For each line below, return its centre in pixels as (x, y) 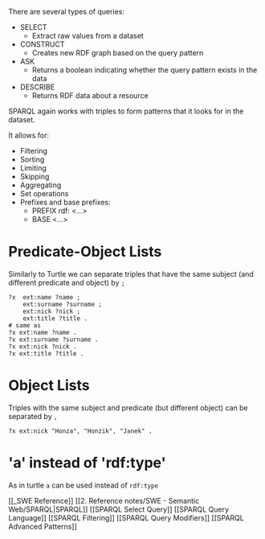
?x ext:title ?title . (46, 353)
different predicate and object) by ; (67, 282)
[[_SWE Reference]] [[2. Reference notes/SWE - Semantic (104, 500)
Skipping (35, 177)
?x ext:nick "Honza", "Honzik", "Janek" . (80, 431)
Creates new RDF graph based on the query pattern (118, 53)
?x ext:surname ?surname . (53, 339)
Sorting (32, 159)
